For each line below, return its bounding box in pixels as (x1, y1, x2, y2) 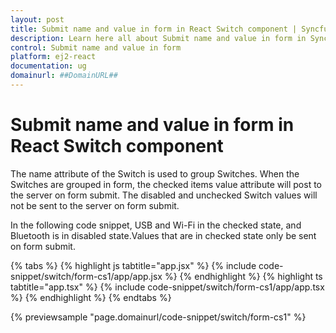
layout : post (10, 14, 65, 25)
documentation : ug (10, 61, 87, 71)
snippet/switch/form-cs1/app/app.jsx (10, 270, 163, 282)
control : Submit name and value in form (10, 42, 182, 53)
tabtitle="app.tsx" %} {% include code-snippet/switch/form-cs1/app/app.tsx (10, 281, 325, 293)
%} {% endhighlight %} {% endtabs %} (10, 291, 172, 303)
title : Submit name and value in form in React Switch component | (10, 24, 298, 34)
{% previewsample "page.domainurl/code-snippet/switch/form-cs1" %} (10, 311, 307, 323)
